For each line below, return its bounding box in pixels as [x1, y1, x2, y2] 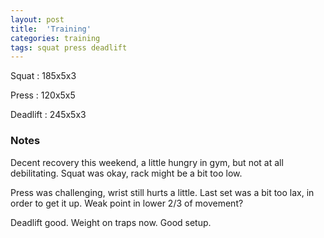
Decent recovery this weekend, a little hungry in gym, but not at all [10, 156, 284, 168]
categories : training [10, 33, 101, 43]
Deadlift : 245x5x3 [10, 109, 87, 121]
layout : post [10, 14, 65, 25]
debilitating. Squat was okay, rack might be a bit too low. [10, 167, 243, 179]
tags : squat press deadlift [10, 42, 128, 53]
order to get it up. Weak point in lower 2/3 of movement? [10, 197, 244, 209]
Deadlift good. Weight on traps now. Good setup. [10, 216, 212, 228]
